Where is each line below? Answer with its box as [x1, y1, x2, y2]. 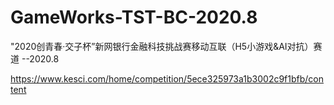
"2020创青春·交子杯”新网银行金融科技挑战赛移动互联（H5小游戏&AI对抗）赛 [10, 40, 323, 52]
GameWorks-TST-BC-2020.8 [10, 6, 258, 29]
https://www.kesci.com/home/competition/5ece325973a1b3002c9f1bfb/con [10, 72, 325, 85]
